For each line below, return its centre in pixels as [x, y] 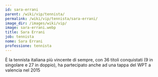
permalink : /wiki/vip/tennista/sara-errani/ [51, 19]
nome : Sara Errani [24, 41]
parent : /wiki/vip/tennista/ [35, 14]
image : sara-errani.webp [31, 28]
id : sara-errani [22, 10]
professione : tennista [28, 46]
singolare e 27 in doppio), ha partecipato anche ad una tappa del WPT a [78, 65]
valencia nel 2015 [23, 70]
